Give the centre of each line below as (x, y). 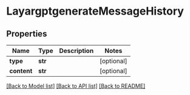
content (21, 71)
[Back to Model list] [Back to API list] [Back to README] (76, 86)
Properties (27, 34)
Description (76, 51)
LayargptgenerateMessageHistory (95, 11)
